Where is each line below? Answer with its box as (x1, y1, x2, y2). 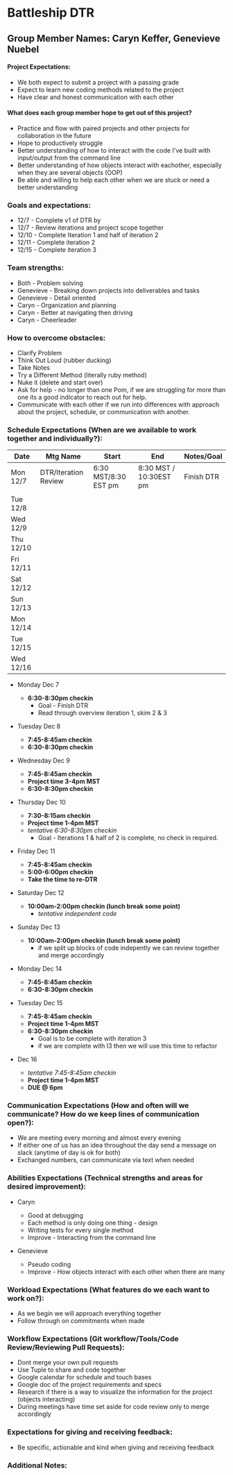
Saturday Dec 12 (17, 889, 64, 897)
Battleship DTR (7, 5, 95, 21)
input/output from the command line (17, 153, 121, 162)
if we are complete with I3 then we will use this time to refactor (37, 1042, 218, 1050)
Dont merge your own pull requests (17, 1358, 119, 1367)
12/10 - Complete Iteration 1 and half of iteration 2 (17, 231, 159, 239)
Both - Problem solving (17, 279, 83, 287)
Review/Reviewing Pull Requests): (7, 1342, 125, 1352)
